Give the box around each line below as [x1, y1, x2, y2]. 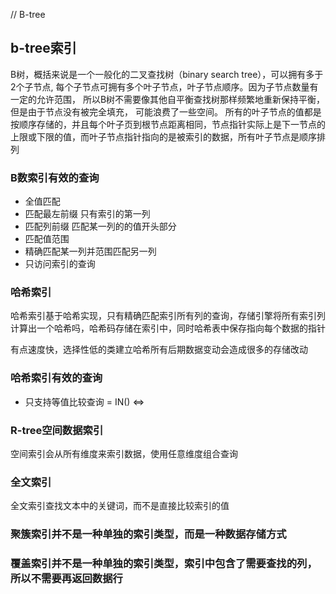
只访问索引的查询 [24, 258, 96, 270]
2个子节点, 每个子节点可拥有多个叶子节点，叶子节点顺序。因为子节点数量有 [10, 80, 319, 93]
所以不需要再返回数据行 [10, 572, 123, 586]
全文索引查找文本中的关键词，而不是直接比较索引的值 [10, 500, 230, 512]
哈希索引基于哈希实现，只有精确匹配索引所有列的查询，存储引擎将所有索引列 [10, 310, 326, 322]
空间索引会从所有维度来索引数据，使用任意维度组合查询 [10, 448, 238, 459]
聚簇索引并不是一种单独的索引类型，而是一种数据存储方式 [10, 527, 287, 541]
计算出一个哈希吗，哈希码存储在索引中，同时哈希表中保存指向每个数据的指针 [10, 322, 326, 334]
